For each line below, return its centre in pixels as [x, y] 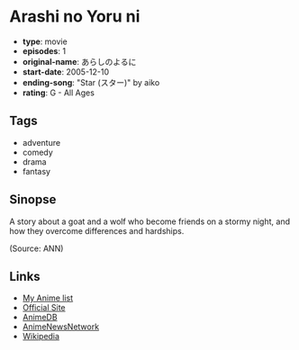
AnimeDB [40, 318]
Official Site [44, 308]
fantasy [36, 171]
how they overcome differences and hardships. [97, 230]
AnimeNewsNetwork [61, 327]
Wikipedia [41, 337]
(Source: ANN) [36, 248]
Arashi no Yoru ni [75, 17]
